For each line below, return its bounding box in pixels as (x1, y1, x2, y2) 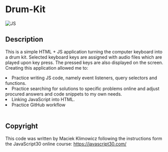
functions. (5, 80, 26, 86)
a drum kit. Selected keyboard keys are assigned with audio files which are (5, 54, 162, 60)
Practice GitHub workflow (12, 102, 66, 108)
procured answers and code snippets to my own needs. (5, 90, 122, 97)
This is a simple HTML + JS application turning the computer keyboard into (5, 48, 163, 54)
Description (5, 35, 43, 44)
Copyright (5, 122, 38, 131)
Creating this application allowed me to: (5, 65, 89, 71)
